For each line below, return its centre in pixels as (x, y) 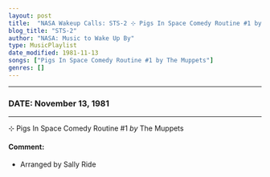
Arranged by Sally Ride (58, 164)
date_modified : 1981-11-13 (53, 53)
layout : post (30, 16)
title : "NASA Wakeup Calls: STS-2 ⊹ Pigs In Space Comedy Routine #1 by (135, 23)
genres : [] (27, 68)
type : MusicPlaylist (43, 46)
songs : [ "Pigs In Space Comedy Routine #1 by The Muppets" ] (111, 61)
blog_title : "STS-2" (43, 30)
